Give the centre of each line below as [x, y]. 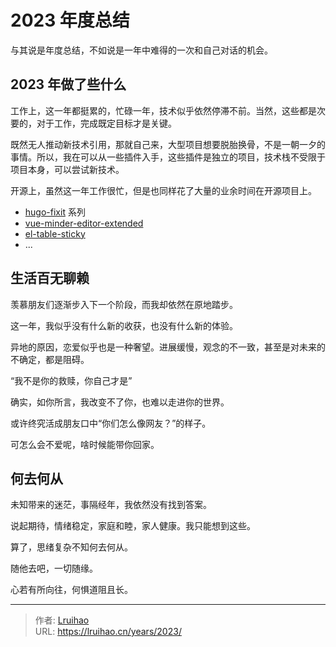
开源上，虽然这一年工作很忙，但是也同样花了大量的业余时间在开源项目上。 [163, 190]
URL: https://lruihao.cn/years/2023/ [108, 632]
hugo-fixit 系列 [55, 212]
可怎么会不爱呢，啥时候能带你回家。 [85, 444]
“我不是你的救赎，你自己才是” [71, 380]
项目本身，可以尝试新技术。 [67, 169]
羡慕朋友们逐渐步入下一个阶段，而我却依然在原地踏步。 [124, 304]
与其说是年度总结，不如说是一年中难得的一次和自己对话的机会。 [141, 50]
